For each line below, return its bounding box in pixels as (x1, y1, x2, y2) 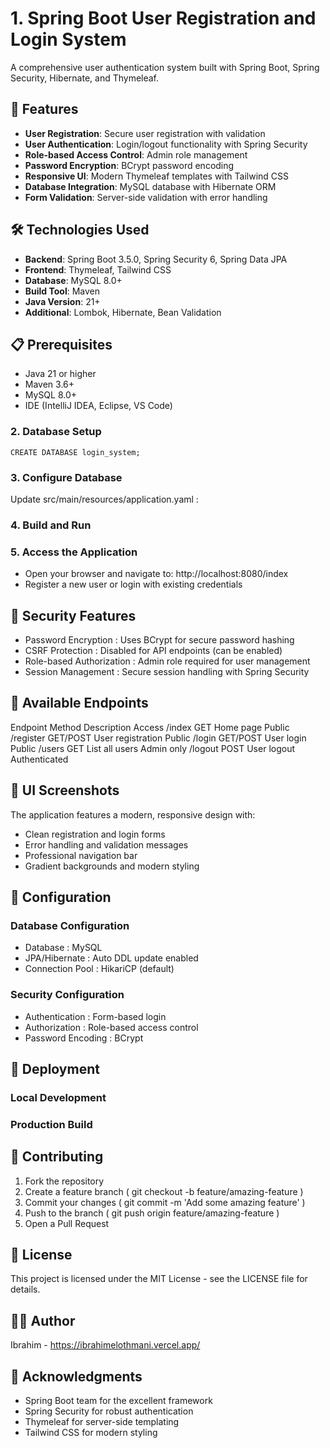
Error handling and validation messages (24, 838, 189, 851)
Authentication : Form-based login (24, 1010, 167, 1022)
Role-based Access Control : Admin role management (24, 148, 248, 161)
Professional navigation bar (24, 849, 138, 861)
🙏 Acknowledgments (10, 1368, 143, 1385)
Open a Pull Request (24, 1217, 110, 1229)
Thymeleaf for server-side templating (24, 1416, 180, 1428)
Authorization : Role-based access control (24, 1021, 199, 1033)
